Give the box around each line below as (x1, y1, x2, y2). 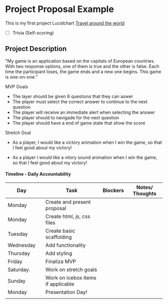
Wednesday (7, 242, 36, 249)
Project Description (5, 45, 67, 53)
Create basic (45, 227, 75, 234)
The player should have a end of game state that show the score (12, 120, 145, 126)
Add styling (45, 250, 72, 257)
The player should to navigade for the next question (12, 114, 119, 121)
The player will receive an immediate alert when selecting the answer (12, 109, 155, 115)
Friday (7, 258, 22, 265)
